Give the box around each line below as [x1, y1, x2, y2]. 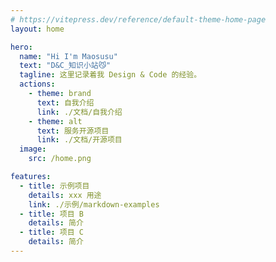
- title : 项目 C [19, 227, 84, 238]
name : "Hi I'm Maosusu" [19, 51, 118, 61]
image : [19, 144, 47, 155]
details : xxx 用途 [28, 190, 102, 200]
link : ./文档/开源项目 [36, 135, 123, 145]
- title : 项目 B [19, 209, 84, 219]
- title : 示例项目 [19, 181, 90, 191]
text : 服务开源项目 [36, 126, 110, 136]
